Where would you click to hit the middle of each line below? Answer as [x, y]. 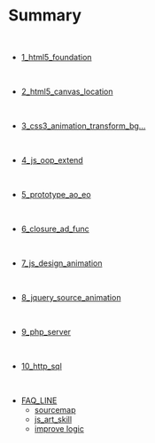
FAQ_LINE [39, 400]
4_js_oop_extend [52, 159]
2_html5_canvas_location [67, 91]
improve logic [59, 428]
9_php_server [46, 331]
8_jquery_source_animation [71, 297]
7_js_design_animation [62, 263]
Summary [45, 16]
